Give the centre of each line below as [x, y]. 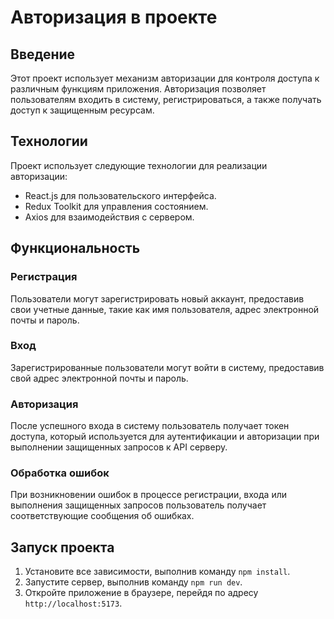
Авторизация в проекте [114, 17]
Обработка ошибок [60, 473]
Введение [43, 54]
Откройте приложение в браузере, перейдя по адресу [141, 593]
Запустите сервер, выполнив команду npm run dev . [133, 582]
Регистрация [44, 277]
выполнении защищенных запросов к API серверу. [119, 447]
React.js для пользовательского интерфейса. [120, 195]
